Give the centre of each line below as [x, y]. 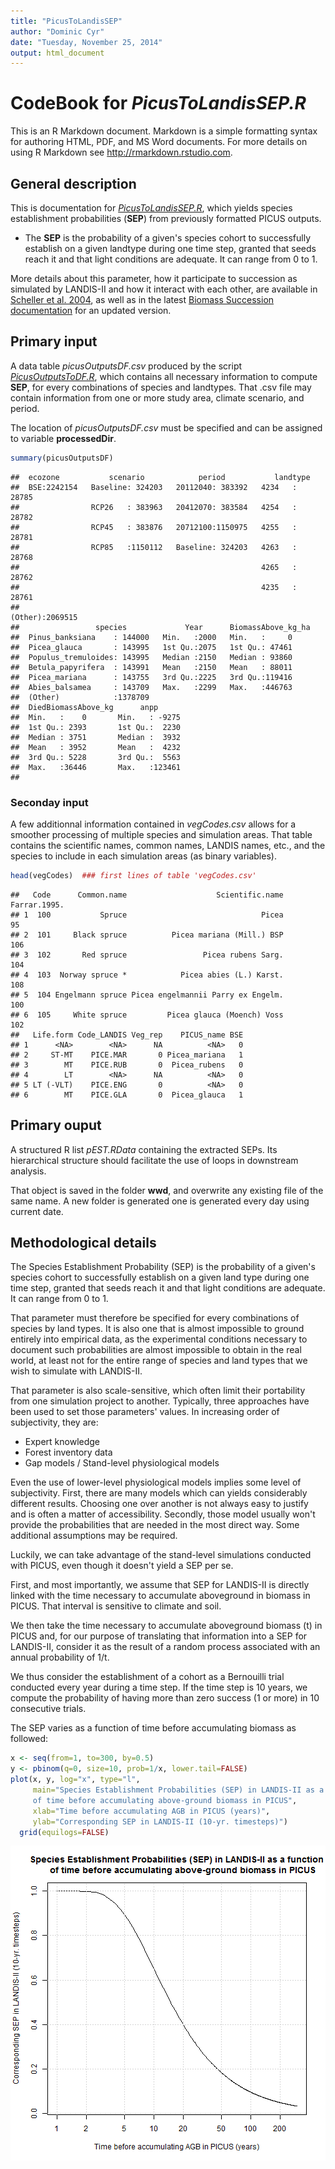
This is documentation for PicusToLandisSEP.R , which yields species [151, 208]
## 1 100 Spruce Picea [147, 915]
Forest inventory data [68, 1452]
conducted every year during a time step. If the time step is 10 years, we [159, 1687]
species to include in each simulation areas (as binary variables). [143, 856]
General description [73, 183]
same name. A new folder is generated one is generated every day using [160, 1201]
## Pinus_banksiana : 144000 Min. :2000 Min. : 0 [151, 637]
